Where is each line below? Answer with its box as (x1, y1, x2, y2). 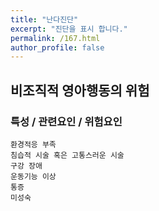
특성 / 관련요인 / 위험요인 (10, 114, 123, 128)
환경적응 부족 (10, 139, 57, 150)
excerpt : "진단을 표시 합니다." (10, 24, 128, 34)
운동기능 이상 (10, 171, 57, 181)
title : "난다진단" (10, 14, 79, 25)
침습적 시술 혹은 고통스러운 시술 (10, 150, 125, 160)
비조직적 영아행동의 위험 (10, 82, 150, 99)
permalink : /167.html (10, 33, 101, 43)
